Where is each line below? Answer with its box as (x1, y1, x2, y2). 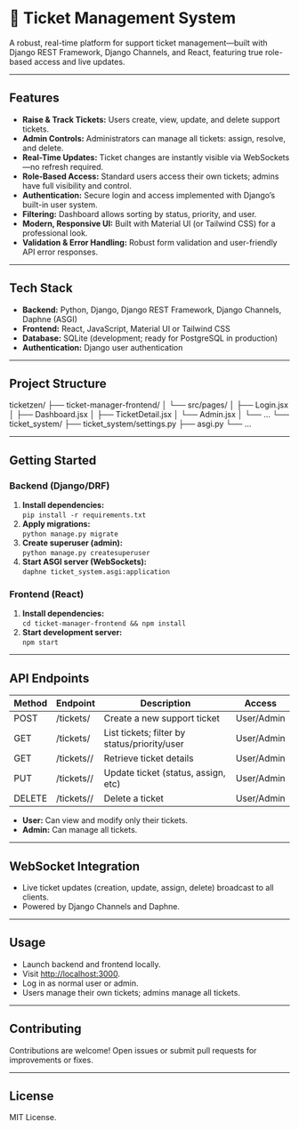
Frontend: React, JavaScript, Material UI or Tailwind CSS (21, 323, 230, 334)
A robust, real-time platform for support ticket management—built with (9, 37, 269, 48)
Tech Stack (9, 280, 73, 296)
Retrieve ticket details (103, 752, 194, 764)
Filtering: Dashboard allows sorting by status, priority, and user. (21, 208, 257, 219)
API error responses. (21, 246, 99, 257)
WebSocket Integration (9, 859, 141, 874)
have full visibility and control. (21, 180, 132, 190)
